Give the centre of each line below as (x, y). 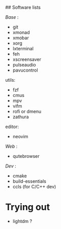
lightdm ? (22, 221)
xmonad (21, 32)
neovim (20, 136)
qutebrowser (26, 156)
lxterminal (23, 48)
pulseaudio (24, 65)
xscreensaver (27, 59)
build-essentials (29, 181)
